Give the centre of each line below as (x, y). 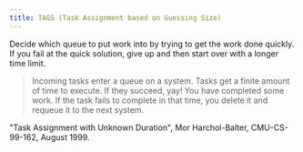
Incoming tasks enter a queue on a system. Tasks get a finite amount (161, 81)
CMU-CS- (269, 127)
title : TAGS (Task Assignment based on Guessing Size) (116, 18)
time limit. (28, 63)
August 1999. (65, 137)
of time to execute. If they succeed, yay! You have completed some (158, 90)
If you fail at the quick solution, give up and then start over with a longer (144, 53)
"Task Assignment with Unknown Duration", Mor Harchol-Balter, (129, 127)
